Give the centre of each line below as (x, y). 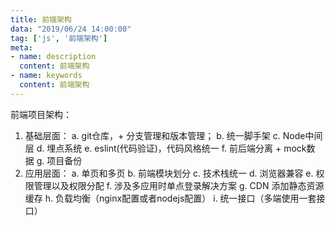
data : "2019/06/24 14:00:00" (71, 29)
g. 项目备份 (59, 160)
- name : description (53, 57)
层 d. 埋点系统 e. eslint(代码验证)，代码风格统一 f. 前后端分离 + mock (165, 148)
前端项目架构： (41, 114)
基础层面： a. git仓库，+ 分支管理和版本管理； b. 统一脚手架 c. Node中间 (173, 135)
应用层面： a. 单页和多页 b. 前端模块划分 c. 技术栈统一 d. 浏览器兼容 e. (169, 173)
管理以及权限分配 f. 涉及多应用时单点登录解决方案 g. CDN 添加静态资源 (179, 185)
